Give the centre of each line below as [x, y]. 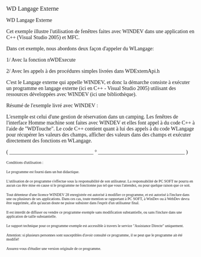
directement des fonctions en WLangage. [49, 141]
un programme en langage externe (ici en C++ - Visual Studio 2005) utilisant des [91, 88]
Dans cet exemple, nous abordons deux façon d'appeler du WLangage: [80, 49]
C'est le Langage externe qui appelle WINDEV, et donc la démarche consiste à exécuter [98, 82]
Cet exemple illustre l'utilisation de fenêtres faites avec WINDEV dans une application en [100, 31]
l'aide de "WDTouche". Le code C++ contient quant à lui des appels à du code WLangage [100, 129]
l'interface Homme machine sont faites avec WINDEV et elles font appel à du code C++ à [100, 123]
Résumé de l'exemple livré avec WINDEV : [52, 105]
